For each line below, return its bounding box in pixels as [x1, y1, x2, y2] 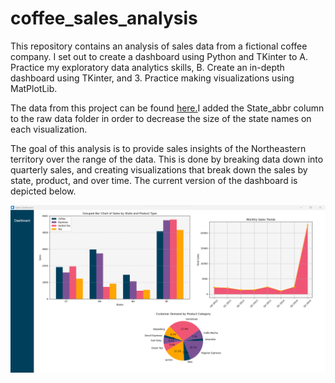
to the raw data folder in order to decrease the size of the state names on [10, 112, 312, 124]
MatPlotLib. [10, 82, 58, 94]
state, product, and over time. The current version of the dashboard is [10, 174, 298, 186]
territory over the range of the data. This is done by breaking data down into [10, 153, 324, 165]
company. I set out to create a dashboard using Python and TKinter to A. [10, 50, 308, 62]
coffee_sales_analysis [10, 7, 198, 30]
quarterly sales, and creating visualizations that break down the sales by [10, 163, 308, 176]
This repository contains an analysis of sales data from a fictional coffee [10, 40, 308, 52]
